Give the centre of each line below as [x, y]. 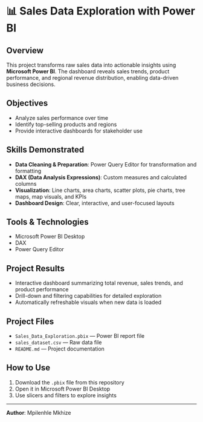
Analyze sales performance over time [62, 117]
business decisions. [31, 84]
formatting [28, 171]
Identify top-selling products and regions [66, 124]
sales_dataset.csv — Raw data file [58, 343]
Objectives [27, 103]
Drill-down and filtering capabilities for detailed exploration [88, 296]
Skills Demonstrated [45, 150]
